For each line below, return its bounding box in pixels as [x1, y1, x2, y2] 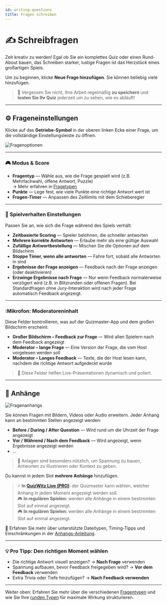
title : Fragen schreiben [5, 12, 57, 17]
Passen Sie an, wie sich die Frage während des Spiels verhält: [5, 222, 132, 228]
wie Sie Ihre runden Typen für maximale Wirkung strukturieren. [5, 595, 134, 601]
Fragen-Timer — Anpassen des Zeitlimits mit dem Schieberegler [12, 194, 145, 200]
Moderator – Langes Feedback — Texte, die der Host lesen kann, [12, 355, 147, 361]
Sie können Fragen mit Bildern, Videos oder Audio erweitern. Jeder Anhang [5, 412, 160, 418]
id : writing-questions [5, 7, 52, 12]
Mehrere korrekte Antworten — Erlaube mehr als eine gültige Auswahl [12, 237, 158, 243]
